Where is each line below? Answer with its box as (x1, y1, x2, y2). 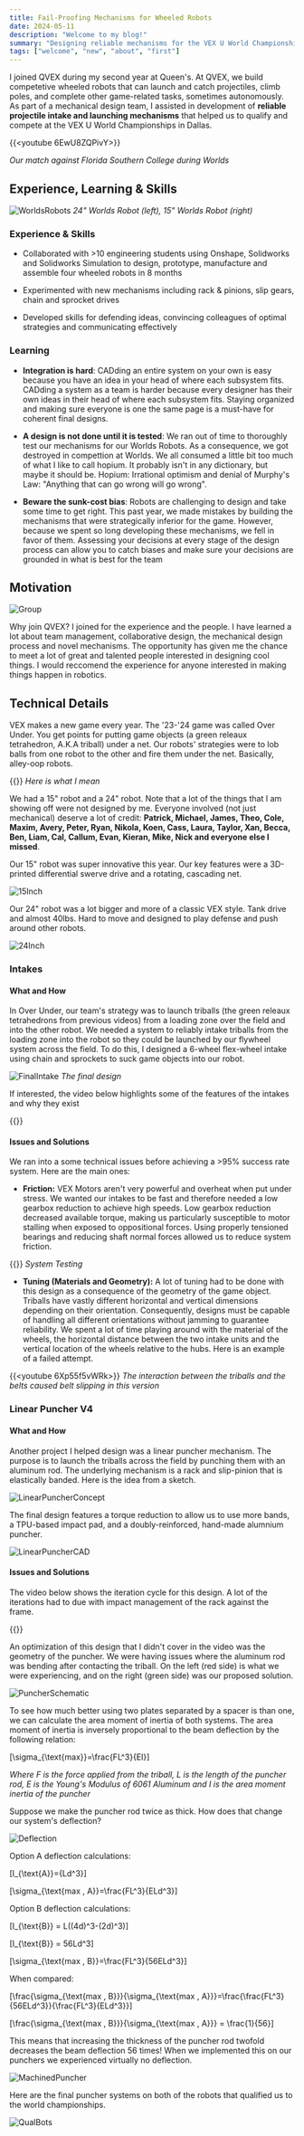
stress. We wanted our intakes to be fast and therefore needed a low (22, 1193, 279, 1204)
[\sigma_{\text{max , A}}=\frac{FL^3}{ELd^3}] (9, 1885, 178, 1896)
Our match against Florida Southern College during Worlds (9, 155, 230, 166)
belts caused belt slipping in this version (9, 1381, 160, 1391)
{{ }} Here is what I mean (9, 775, 100, 787)
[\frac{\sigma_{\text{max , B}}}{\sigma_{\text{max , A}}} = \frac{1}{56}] (9, 2017, 274, 2028)
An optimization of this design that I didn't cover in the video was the (9, 1641, 266, 1652)
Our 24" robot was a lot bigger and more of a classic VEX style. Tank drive (9, 904, 287, 915)
